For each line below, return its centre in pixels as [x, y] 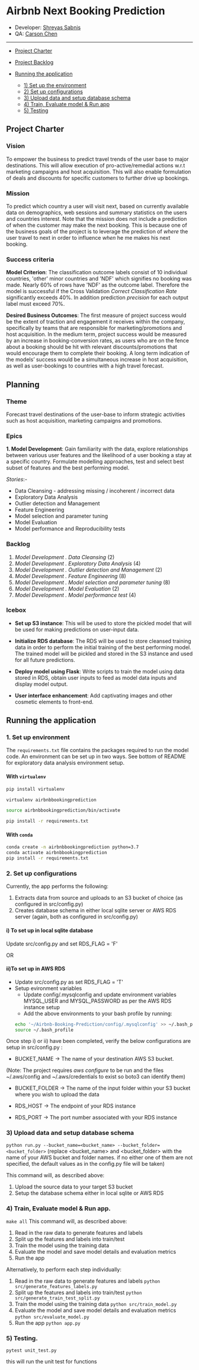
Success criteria [30, 259]
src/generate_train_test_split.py [57, 1298]
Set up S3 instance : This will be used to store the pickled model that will [103, 623]
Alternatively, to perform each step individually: [64, 1270]
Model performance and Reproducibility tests [70, 529]
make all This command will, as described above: [67, 1222]
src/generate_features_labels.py [56, 1287]
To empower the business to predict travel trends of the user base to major [97, 159]
